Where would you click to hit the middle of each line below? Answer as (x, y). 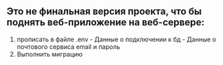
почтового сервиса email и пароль (68, 46)
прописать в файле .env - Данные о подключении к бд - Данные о (116, 39)
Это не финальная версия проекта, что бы (104, 12)
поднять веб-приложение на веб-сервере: (106, 23)
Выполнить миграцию (50, 54)
